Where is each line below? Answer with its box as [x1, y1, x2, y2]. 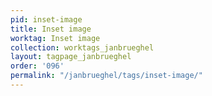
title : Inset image [10, 24, 92, 34]
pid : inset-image [10, 14, 83, 25]
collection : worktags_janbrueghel [10, 42, 155, 53]
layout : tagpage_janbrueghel [10, 52, 132, 62]
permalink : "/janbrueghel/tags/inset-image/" [10, 71, 203, 81]
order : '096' [10, 61, 65, 71]
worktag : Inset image [10, 33, 101, 43]
